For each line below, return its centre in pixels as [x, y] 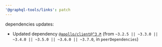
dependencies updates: [30, 24]
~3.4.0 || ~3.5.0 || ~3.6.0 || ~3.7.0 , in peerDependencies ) [75, 39]
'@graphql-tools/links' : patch [38, 10]
